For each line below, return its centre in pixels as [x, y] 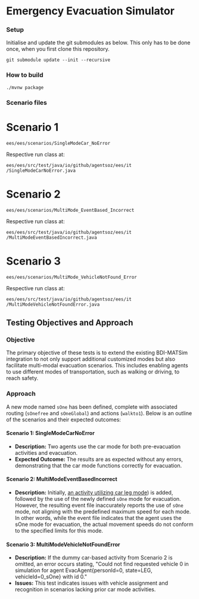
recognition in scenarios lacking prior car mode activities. [85, 589]
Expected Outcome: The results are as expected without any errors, [99, 459]
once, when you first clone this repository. [58, 49]
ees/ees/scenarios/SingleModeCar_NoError [58, 143]
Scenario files [27, 102]
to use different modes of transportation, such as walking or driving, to [93, 372]
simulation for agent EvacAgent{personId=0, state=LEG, [84, 570]
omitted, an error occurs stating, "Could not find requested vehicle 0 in [102, 564]
